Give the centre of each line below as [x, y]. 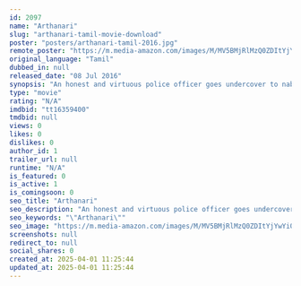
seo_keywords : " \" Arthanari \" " [68, 217]
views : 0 [26, 126]
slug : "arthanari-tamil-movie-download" [86, 34]
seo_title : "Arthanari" [54, 201]
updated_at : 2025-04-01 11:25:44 [72, 268]
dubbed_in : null [39, 68]
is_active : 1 [34, 185]
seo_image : [30, 226]
